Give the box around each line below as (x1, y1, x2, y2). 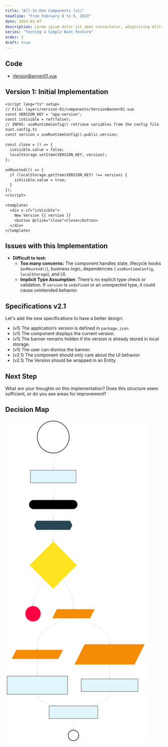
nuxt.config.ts (5, 127, 37, 132)
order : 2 (5, 35, 24, 40)
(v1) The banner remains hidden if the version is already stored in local (12, 336, 159, 342)
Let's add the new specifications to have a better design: (5, 315, 124, 321)
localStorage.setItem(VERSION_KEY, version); (10, 152, 107, 157)
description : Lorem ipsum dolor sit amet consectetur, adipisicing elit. (5, 24, 164, 29)
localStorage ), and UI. (20, 271, 67, 277)
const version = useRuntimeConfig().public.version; (5, 132, 119, 137)
